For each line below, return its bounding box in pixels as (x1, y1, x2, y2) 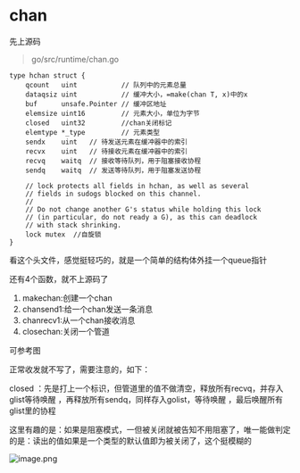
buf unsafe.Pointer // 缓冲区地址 (25, 99, 167, 108)
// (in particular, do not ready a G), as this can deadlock (25, 212, 257, 221)
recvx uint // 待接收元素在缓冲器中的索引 (25, 146, 188, 156)
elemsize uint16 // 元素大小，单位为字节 (25, 109, 200, 118)
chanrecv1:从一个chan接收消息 (21, 314, 136, 326)
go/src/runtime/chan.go (30, 54, 119, 64)
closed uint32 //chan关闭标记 (25, 118, 172, 128)
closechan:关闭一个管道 (21, 326, 110, 336)
